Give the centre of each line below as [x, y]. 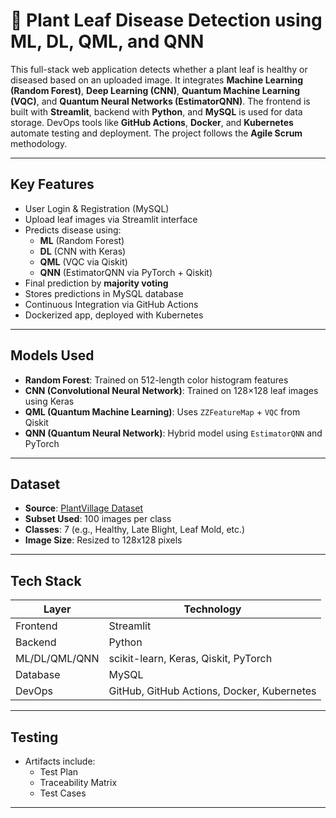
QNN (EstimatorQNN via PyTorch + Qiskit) [126, 272]
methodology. [39, 143]
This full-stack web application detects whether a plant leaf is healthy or [159, 69]
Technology [212, 609]
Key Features [52, 184]
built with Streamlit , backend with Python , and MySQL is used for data [156, 111]
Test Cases [63, 793]
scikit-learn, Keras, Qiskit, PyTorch [190, 659]
